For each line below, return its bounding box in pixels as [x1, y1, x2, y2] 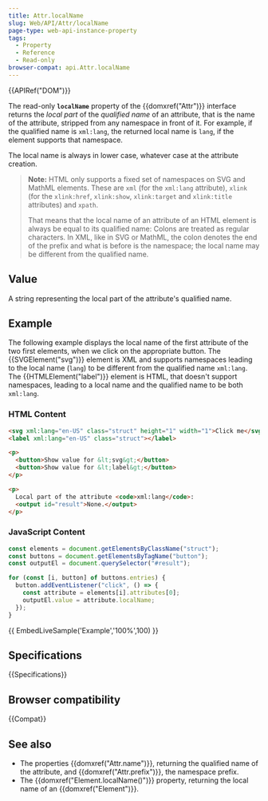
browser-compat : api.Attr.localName [8, 64, 130, 72]
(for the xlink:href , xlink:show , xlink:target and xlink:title [27, 191, 233, 200]
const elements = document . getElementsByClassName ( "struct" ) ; [8, 545, 219, 553]
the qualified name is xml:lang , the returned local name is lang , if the [8, 126, 235, 136]
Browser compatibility [8, 692, 121, 707]
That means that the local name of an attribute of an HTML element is [27, 215, 257, 224]
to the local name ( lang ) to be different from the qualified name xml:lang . [8, 363, 248, 373]
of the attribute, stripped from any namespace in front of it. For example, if [8, 117, 253, 128]
